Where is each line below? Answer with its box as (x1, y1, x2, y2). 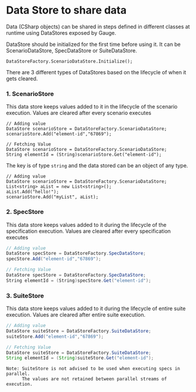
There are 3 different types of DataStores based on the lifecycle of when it (6, 68, 187, 75)
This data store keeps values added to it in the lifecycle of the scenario (6, 103, 178, 110)
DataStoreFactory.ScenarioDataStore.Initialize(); (6, 58, 133, 64)
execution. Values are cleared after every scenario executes (6, 110, 152, 117)
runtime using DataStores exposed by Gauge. (6, 29, 117, 36)
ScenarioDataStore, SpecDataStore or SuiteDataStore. (6, 47, 137, 54)
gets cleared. (6, 75, 38, 82)
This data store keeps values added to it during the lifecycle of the (6, 221, 167, 228)
